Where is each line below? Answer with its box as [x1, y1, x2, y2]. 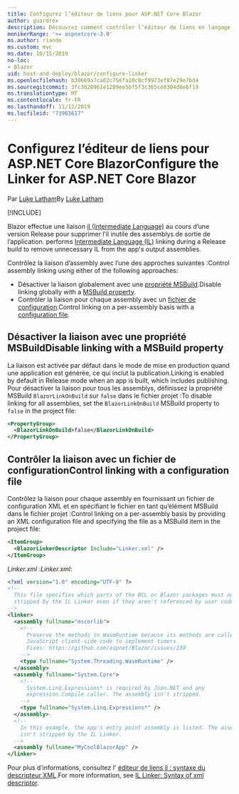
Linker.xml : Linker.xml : [7, 564, 73, 573]
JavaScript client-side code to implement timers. [26, 638, 180, 645]
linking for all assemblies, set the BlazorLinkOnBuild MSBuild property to [7, 398, 220, 407]
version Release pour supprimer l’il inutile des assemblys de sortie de [7, 230, 211, 238]
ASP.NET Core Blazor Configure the [7, 155, 219, 172]
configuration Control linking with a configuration [7, 464, 230, 476]
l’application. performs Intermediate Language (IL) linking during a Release [7, 237, 226, 246]
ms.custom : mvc [7, 43, 53, 51]
